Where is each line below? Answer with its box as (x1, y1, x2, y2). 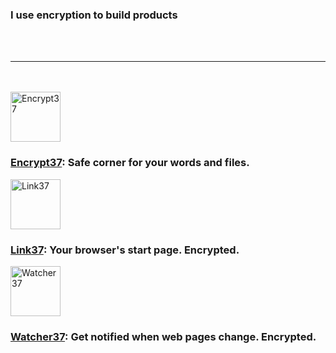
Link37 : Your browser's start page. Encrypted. (10, 243, 240, 257)
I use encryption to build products (10, 8, 178, 22)
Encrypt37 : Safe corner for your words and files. (10, 156, 250, 170)
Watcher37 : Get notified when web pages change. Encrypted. (10, 329, 317, 343)
